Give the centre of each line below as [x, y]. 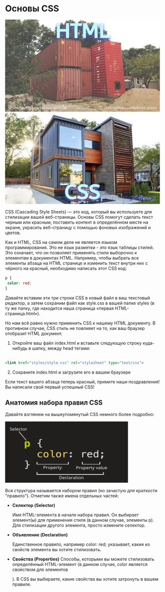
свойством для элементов [40, 570]
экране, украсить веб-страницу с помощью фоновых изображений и [78, 227]
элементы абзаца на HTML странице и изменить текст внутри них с [77, 263]
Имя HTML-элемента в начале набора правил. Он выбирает [75, 515]
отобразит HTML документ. [34, 333]
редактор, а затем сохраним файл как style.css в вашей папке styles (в [80, 303]
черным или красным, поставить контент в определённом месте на [77, 222]
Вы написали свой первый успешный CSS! [50, 387]
